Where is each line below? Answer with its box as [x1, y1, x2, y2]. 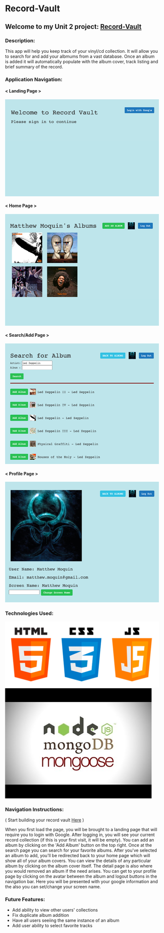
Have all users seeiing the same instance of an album [12, 917, 120, 923]
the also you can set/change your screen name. [5, 884, 101, 889]
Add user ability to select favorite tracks [12, 923, 93, 929]
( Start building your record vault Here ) [5, 817, 84, 823]
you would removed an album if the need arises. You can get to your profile [5, 868, 157, 874]
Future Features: [5, 896, 45, 903]
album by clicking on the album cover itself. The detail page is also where [5, 863, 153, 869]
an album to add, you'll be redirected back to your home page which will [5, 852, 150, 858]
